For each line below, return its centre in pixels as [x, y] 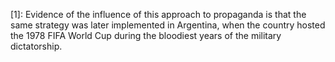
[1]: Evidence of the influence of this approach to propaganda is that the [158, 14]
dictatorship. [36, 46]
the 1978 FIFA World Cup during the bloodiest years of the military [146, 35]
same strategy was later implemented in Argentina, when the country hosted [168, 25]
